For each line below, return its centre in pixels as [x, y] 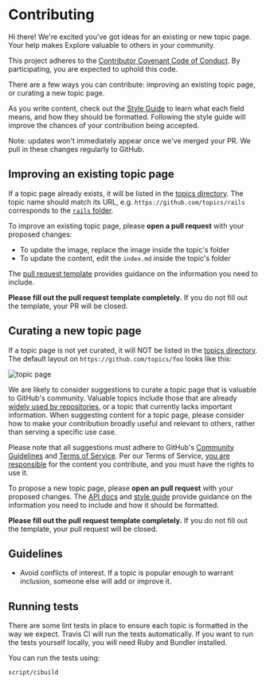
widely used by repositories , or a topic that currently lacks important [120, 406]
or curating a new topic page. [57, 92]
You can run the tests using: [54, 658]
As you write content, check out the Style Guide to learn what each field [126, 108]
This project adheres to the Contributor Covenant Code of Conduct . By [124, 61]
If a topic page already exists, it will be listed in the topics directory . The [126, 193]
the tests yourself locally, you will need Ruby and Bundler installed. [118, 643]
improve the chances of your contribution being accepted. [104, 125]
